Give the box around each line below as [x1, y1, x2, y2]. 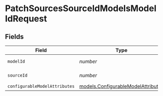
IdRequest [5, 13, 47, 24]
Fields [5, 32, 24, 41]
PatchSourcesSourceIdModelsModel [5, 3, 157, 14]
